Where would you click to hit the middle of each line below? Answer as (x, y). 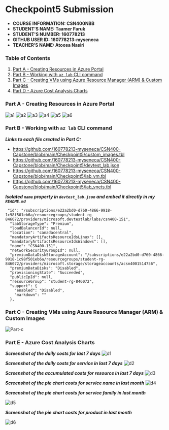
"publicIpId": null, (31, 277)
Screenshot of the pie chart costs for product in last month (69, 413)
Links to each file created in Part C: (43, 139)
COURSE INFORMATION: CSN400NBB (54, 23)
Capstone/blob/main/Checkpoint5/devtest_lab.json (66, 165)
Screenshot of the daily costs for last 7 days (53, 353)
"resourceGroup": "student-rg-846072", (52, 281)
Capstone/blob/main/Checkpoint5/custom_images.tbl (69, 154)
